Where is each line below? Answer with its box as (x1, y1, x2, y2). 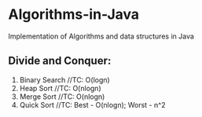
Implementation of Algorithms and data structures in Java (8, 31, 195, 41)
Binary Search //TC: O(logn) (19, 75, 110, 84)
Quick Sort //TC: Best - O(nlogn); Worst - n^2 (19, 100, 167, 109)
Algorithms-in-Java (8, 5, 140, 24)
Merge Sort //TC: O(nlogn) (19, 92, 105, 101)
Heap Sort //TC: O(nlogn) (19, 83, 101, 93)
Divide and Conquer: (8, 54, 112, 68)
